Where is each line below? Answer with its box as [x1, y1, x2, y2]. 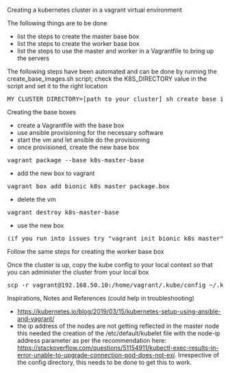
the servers [16, 54, 50, 62]
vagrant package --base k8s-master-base [7, 157, 145, 164]
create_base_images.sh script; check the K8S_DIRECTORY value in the [7, 75, 207, 83]
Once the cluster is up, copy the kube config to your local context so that [7, 261, 214, 269]
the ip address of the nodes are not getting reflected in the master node [16, 322, 220, 330]
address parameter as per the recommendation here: [16, 337, 166, 344]
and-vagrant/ [16, 315, 55, 322]
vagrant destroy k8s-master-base [7, 209, 120, 216]
